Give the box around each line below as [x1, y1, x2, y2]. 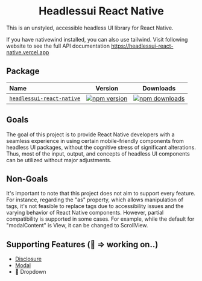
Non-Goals [6, 174, 48, 184]
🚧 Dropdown [14, 268, 46, 276]
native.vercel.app [6, 48, 49, 55]
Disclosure [14, 255, 42, 263]
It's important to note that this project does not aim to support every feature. [6, 190, 196, 197]
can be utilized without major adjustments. [6, 156, 112, 163]
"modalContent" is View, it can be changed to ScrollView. [6, 222, 148, 229]
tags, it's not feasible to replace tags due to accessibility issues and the [6, 203, 184, 210]
